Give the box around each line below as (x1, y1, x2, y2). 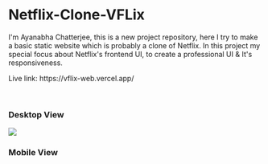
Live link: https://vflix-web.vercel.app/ (8, 73, 134, 83)
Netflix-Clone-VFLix (8, 6, 145, 24)
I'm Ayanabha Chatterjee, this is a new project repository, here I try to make (8, 32, 258, 42)
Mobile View (8, 147, 59, 158)
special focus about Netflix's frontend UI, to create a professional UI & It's (8, 49, 253, 59)
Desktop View (8, 109, 64, 120)
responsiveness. (8, 58, 63, 68)
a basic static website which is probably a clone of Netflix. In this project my (8, 40, 261, 50)
